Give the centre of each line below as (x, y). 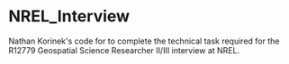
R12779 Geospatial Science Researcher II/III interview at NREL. (124, 50)
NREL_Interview (69, 16)
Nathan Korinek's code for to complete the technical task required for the (144, 41)
